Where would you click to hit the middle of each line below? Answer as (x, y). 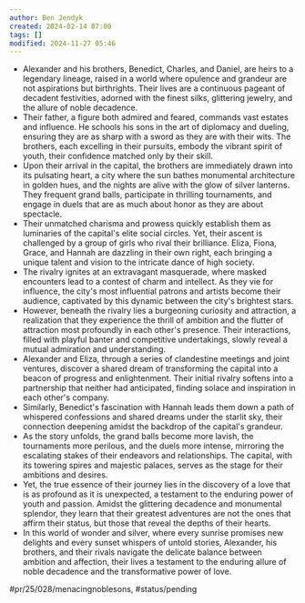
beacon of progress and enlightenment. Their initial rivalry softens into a (158, 378)
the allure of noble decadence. (80, 108)
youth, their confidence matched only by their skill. (118, 156)
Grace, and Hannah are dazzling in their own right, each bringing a (147, 253)
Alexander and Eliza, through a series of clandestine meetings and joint (156, 359)
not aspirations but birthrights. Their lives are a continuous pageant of (154, 88)
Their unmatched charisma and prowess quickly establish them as (147, 224)
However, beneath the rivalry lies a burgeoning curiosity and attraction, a (159, 311)
